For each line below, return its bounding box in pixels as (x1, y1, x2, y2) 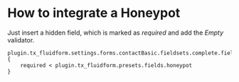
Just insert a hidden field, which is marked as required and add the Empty (7, 28, 224, 37)
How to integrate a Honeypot (7, 5, 181, 21)
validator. (7, 35, 35, 44)
